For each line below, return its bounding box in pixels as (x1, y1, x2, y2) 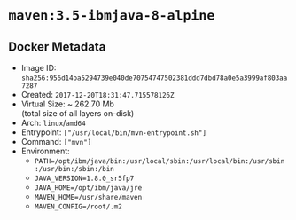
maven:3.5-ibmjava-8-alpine (8, 7, 215, 24)
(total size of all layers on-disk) (20, 108, 135, 118)
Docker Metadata (8, 39, 106, 54)
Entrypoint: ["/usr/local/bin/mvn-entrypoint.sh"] (20, 127, 207, 137)
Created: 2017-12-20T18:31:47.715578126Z (20, 90, 175, 99)
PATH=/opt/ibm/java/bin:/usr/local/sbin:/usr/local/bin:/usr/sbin (34, 157, 285, 166)
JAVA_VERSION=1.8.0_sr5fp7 (34, 174, 135, 183)
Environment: (20, 145, 70, 156)
